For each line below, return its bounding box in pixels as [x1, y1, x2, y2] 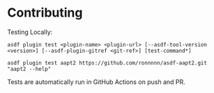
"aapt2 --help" [7, 65, 52, 72]
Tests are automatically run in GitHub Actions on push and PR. [7, 78, 186, 86]
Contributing [7, 5, 83, 21]
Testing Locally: [7, 28, 53, 36]
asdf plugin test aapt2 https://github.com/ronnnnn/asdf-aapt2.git [7, 59, 208, 67]
